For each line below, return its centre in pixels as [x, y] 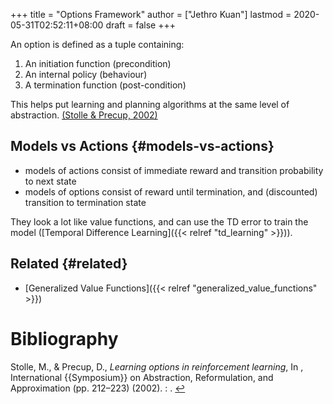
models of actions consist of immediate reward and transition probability [174, 170]
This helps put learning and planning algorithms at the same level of [150, 104]
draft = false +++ [141, 25]
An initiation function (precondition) [98, 63]
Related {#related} [69, 264]
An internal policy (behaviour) [86, 74]
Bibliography [64, 338]
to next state [50, 181]
